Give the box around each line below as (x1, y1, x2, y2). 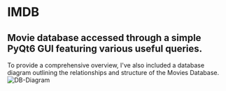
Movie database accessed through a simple (7, 32, 202, 44)
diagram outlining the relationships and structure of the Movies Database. (7, 69, 220, 76)
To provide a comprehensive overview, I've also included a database (7, 61, 205, 69)
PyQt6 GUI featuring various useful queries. (7, 42, 203, 54)
